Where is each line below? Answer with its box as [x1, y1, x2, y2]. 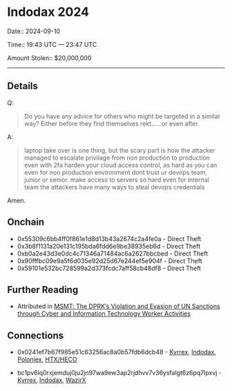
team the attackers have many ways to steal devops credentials [23, 182, 205, 191]
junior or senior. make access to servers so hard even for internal [23, 175, 209, 184]
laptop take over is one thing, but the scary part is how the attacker [23, 146, 215, 154]
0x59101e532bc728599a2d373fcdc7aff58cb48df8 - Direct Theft [17, 264, 202, 272]
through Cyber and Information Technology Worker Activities [17, 309, 191, 318]
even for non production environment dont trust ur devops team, [23, 168, 208, 176]
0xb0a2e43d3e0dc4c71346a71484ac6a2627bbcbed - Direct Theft [17, 249, 209, 258]
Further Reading [7, 284, 79, 296]
